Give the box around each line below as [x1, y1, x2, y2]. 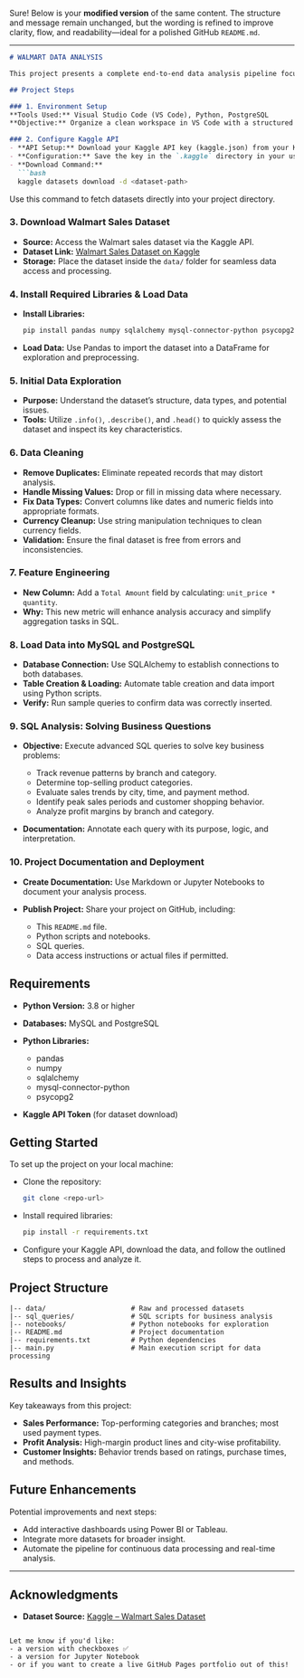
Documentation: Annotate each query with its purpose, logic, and [22, 823, 269, 835]
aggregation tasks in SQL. [22, 615, 119, 627]
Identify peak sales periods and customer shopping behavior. [35, 796, 265, 808]
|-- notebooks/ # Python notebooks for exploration [9, 1320, 270, 1329]
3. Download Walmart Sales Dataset [9, 216, 170, 229]
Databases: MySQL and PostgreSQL [22, 1018, 160, 1029]
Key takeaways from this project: [9, 1399, 132, 1410]
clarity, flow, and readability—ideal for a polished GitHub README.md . [9, 27, 261, 37]
